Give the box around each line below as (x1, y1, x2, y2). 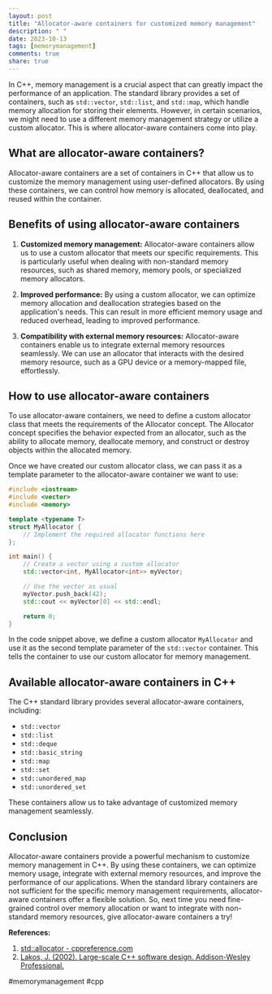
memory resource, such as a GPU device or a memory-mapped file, (19, 357, 247, 367)
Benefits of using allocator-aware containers (8, 217, 240, 232)
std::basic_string (19, 749, 83, 757)
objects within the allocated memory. (8, 445, 132, 456)
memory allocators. (19, 273, 85, 283)
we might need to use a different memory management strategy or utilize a (8, 114, 259, 124)
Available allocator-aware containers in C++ (8, 675, 237, 689)
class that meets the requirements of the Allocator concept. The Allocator (8, 420, 254, 429)
